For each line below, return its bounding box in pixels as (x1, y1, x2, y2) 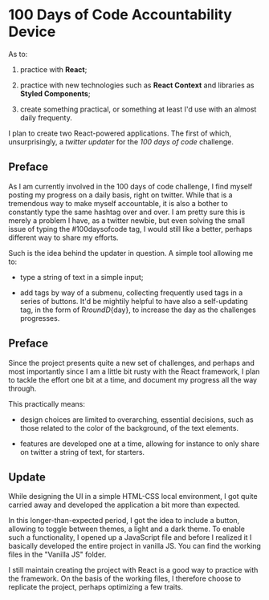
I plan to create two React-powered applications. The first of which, (8, 128, 231, 138)
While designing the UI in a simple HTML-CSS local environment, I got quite (8, 492, 259, 501)
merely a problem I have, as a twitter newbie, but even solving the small (8, 215, 245, 225)
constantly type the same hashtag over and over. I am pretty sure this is (8, 207, 246, 217)
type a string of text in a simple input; (19, 272, 144, 282)
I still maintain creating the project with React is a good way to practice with (8, 566, 259, 575)
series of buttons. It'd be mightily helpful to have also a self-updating (19, 296, 249, 306)
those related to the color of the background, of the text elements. (19, 423, 239, 432)
